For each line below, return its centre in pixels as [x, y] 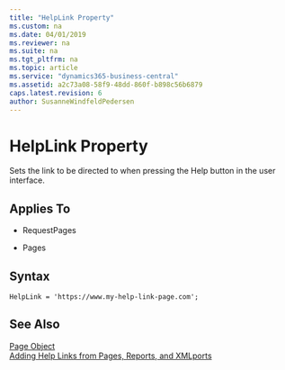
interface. [27, 180]
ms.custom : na [36, 26]
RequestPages [49, 230]
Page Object [32, 346]
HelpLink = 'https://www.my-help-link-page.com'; [104, 297]
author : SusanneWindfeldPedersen [72, 101]
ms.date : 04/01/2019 [48, 34]
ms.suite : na [34, 51]
